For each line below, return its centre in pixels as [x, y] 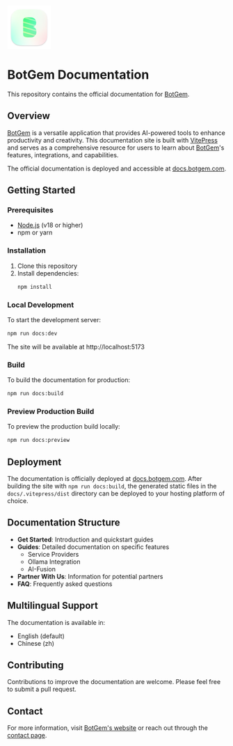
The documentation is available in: [56, 622]
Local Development [41, 305]
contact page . [27, 736]
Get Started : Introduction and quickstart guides [86, 539]
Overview [29, 116]
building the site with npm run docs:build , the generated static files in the [112, 486]
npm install [34, 287]
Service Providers [53, 554]
